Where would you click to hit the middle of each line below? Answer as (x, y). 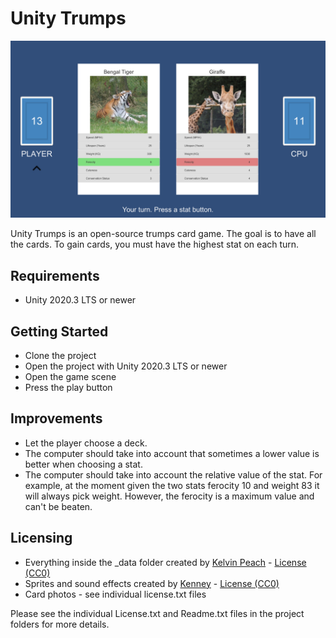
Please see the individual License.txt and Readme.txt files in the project (157, 613)
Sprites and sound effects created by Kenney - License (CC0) (152, 583)
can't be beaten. (58, 506)
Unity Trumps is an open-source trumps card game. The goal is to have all (163, 234)
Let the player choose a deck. (86, 443)
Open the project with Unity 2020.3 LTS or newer (126, 366)
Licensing (41, 538)
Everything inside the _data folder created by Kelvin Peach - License (165, 562)
